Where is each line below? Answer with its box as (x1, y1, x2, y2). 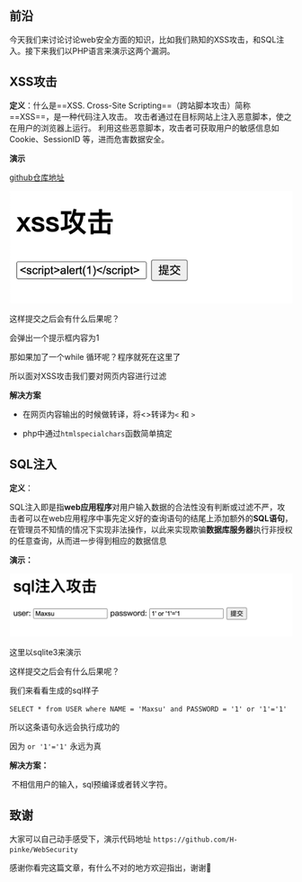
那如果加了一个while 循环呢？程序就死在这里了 (9, 352, 182, 362)
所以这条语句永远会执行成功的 (9, 722, 120, 733)
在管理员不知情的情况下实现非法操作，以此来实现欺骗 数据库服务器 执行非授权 (9, 524, 293, 535)
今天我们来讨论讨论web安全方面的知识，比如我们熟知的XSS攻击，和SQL (9, 34, 277, 45)
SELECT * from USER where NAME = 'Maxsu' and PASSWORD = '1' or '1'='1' (9, 705, 288, 714)
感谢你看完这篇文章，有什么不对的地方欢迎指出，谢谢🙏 (9, 862, 212, 873)
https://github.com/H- (152, 835, 238, 844)
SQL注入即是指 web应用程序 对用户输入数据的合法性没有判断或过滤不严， (9, 501, 278, 512)
